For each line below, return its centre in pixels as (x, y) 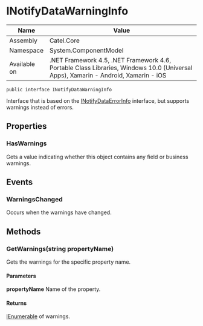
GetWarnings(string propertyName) (60, 249)
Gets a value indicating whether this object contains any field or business (97, 157)
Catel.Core (65, 41)
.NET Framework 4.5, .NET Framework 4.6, (110, 60)
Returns (17, 303)
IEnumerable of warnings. (38, 316)
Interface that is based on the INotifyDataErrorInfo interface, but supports (98, 100)
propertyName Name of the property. (53, 289)
